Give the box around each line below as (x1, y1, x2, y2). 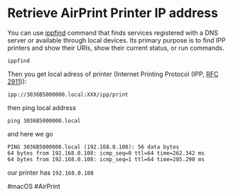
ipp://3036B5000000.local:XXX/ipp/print (7, 91, 129, 98)
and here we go (7, 129, 53, 138)
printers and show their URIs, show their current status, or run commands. (7, 43, 224, 52)
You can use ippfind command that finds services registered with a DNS (7, 28, 219, 37)
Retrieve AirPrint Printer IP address (7, 5, 219, 21)
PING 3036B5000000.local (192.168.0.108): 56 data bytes (7, 143, 180, 151)
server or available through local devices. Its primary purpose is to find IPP (7, 36, 226, 44)
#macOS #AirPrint (7, 182, 60, 190)
